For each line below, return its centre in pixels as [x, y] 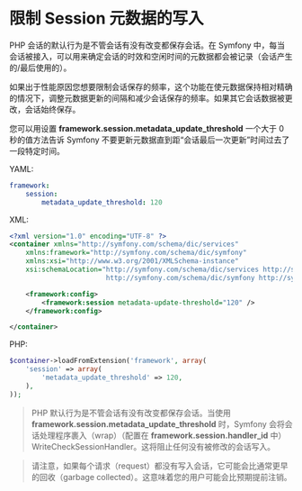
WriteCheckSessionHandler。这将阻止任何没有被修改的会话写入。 [153, 446]
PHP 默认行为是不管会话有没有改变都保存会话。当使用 [131, 413]
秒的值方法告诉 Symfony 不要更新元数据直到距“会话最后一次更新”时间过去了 [150, 140]
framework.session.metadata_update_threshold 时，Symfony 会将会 [162, 423]
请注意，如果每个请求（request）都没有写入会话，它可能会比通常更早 [160, 466]
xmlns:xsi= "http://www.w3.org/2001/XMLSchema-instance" [133, 261]
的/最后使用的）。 [40, 68]
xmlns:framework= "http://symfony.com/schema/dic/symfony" [136, 253]
